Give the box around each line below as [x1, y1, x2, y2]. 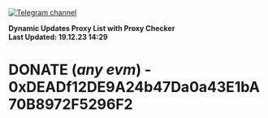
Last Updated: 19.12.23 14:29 [8, 33, 108, 42]
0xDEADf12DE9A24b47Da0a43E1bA [8, 78, 260, 97]
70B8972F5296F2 [8, 95, 133, 114]
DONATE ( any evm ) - [8, 61, 152, 79]
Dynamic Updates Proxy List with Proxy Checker [8, 24, 175, 33]
